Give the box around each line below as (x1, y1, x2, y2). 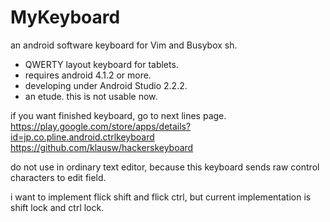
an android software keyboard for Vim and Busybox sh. (10, 39, 238, 51)
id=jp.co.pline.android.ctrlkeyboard (10, 131, 155, 143)
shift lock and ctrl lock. (10, 201, 105, 213)
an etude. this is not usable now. (24, 90, 158, 102)
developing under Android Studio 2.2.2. (24, 79, 188, 91)
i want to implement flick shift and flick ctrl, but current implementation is (10, 191, 312, 203)
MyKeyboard (10, 6, 121, 29)
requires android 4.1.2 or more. (24, 69, 152, 81)
